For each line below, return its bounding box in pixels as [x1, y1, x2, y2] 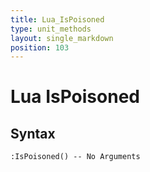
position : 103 [10, 42, 70, 53]
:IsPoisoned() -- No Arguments [10, 152, 141, 162]
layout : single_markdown [10, 33, 114, 43]
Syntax [10, 125, 56, 142]
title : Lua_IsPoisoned [10, 14, 105, 25]
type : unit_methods [10, 24, 92, 34]
